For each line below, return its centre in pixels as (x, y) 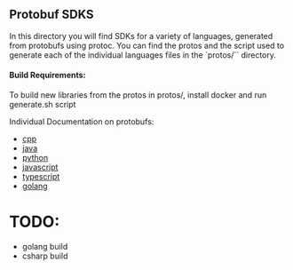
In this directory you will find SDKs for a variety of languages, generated (141, 36)
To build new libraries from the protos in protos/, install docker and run (138, 95)
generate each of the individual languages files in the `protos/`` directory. (143, 55)
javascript (40, 167)
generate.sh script (43, 105)
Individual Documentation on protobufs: (82, 122)
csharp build (45, 256)
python (35, 158)
